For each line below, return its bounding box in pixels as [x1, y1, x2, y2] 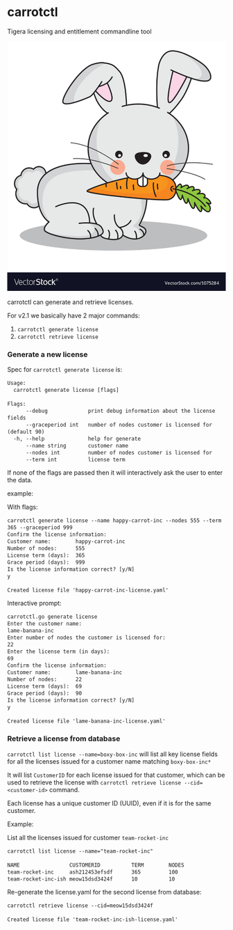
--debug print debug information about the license [25, 408, 216, 415]
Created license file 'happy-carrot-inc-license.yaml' [7, 587, 169, 594]
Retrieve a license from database [7, 734, 121, 743]
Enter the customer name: [7, 620, 82, 627]
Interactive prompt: [7, 599, 62, 608]
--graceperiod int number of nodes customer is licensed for [25, 422, 213, 429]
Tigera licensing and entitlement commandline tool [7, 27, 152, 36]
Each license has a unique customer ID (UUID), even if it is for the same [7, 798, 212, 807]
